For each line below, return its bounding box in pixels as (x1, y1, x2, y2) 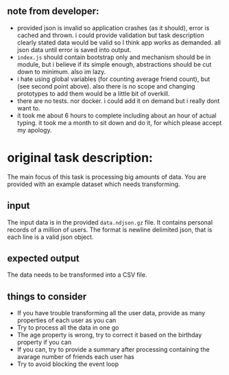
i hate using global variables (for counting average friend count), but (16, 75, 210, 83)
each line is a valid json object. (7, 233, 94, 241)
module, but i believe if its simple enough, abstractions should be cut (16, 60, 212, 68)
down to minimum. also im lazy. (16, 67, 106, 76)
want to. (16, 104, 40, 112)
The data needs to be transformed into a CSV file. (7, 271, 147, 279)
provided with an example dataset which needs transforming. (7, 180, 180, 188)
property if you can (16, 338, 72, 346)
